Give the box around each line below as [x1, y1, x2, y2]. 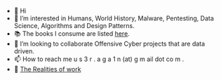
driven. [13, 47, 35, 55]
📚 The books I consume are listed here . [13, 29, 130, 38]
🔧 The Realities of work [13, 65, 81, 73]
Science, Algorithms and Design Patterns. [13, 22, 135, 29]
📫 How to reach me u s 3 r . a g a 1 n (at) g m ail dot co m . [13, 55, 185, 63]
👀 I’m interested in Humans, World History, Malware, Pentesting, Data [13, 14, 214, 22]
